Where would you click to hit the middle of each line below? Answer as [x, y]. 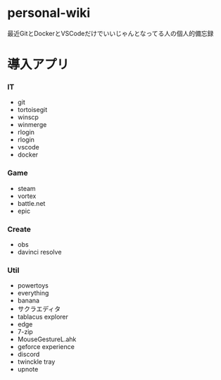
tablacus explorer [43, 317]
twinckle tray [36, 362]
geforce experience [46, 347]
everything [33, 293]
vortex [27, 196]
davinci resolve [39, 252]
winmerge [32, 125]
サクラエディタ [39, 309]
